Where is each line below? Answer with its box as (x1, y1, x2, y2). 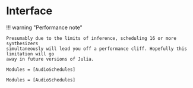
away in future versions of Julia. (6, 56, 94, 62)
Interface (6, 4, 52, 18)
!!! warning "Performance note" (6, 24, 83, 31)
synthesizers (6, 40, 39, 46)
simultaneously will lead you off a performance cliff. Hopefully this (6, 46, 187, 52)
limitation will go (6, 51, 55, 57)
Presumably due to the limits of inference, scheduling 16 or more (6, 35, 177, 41)
